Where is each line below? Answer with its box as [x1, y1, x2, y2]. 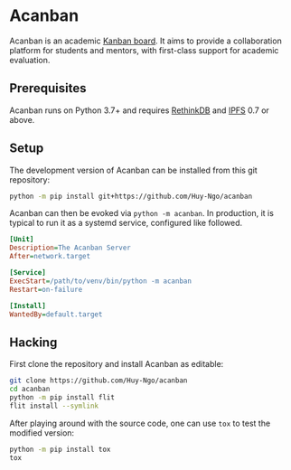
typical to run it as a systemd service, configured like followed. [9, 218, 243, 229]
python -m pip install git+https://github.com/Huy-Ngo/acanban [9, 192, 253, 201]
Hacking [9, 334, 58, 350]
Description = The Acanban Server [9, 243, 131, 253]
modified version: [9, 427, 75, 438]
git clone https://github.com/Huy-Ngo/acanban [9, 376, 188, 385]
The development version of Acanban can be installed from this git [9, 164, 258, 175]
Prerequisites [9, 80, 87, 96]
